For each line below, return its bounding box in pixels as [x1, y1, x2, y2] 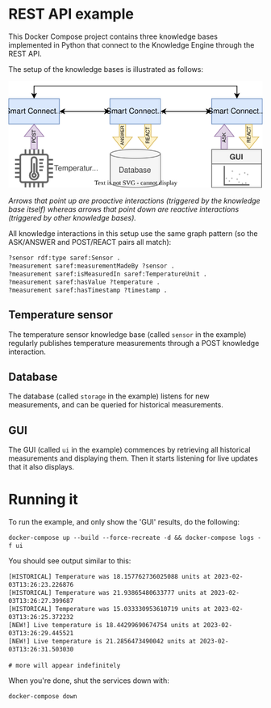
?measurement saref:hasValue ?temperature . [8, 278, 161, 286]
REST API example [8, 5, 135, 23]
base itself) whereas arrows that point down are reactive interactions [8, 204, 240, 214]
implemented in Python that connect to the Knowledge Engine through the [8, 40, 255, 49]
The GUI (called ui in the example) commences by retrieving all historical [8, 445, 251, 455]
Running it [8, 491, 78, 509]
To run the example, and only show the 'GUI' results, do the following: [8, 517, 240, 527]
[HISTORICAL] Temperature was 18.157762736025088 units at [8, 573, 211, 581]
